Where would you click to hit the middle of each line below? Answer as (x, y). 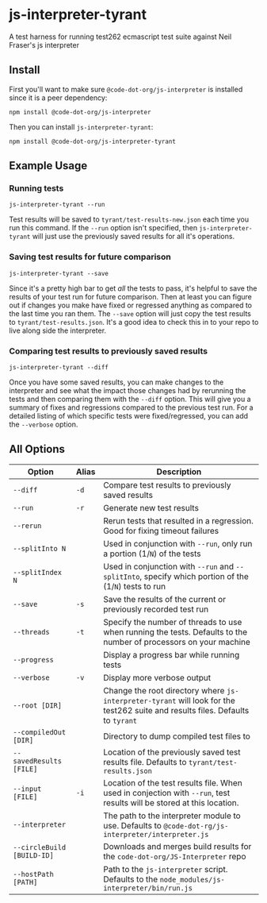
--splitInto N (40, 548)
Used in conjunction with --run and (169, 566)
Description (179, 472)
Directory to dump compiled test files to (177, 736)
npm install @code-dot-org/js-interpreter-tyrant (93, 141)
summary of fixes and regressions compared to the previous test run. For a (131, 407)
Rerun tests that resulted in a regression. (179, 520)
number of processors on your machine (177, 642)
